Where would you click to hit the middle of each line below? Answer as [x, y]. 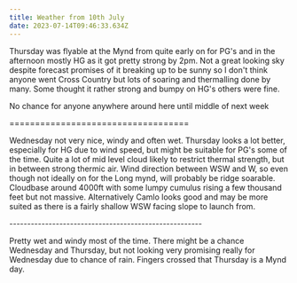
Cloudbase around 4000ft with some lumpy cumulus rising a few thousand [145, 187]
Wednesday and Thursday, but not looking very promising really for [132, 250]
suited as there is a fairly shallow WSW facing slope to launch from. [132, 206]
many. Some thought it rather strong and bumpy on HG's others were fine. [145, 89]
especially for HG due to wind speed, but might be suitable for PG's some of [148, 149]
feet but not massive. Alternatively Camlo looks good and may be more [139, 197]
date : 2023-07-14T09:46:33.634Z [69, 26]
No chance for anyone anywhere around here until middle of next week [139, 106]
